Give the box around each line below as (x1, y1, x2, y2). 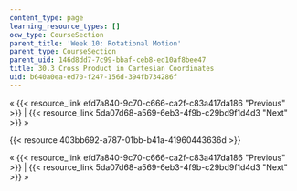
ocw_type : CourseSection (9, 30, 104, 39)
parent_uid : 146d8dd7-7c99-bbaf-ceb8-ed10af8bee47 (9, 55, 207, 65)
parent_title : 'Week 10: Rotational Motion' (9, 38, 182, 48)
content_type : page (9, 13, 84, 23)
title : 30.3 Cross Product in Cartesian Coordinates (9, 65, 215, 74)
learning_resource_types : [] (9, 22, 121, 31)
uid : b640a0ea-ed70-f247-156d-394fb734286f (9, 73, 178, 82)
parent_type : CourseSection (9, 47, 117, 56)
